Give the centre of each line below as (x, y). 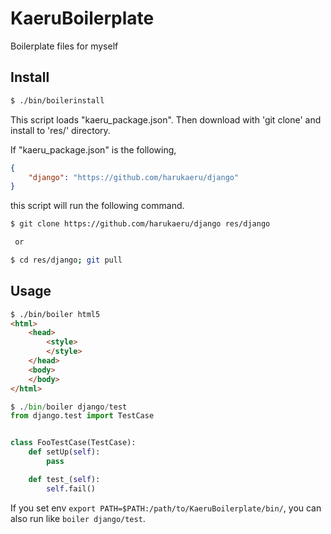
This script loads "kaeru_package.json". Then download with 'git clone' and (166, 119)
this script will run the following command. (97, 206)
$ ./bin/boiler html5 (55, 314)
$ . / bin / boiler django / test (69, 407)
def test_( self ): (64, 479)
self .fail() (71, 488)
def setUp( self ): (64, 452)
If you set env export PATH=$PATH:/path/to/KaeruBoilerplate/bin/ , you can (166, 508)
